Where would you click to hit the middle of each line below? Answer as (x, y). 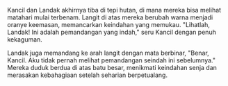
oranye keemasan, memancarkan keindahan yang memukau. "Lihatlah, (108, 25)
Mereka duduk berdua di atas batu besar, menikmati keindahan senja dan (112, 68)
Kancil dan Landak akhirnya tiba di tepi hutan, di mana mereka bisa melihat (114, 10)
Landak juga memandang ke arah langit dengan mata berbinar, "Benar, (108, 53)
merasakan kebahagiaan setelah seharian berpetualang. (88, 75)
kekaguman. (25, 40)
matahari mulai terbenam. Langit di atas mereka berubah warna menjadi (110, 17)
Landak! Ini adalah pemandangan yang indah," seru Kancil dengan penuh (112, 32)
